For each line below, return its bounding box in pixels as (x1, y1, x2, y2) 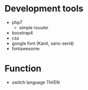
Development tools (4, 3, 84, 14)
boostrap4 (11, 30, 33, 36)
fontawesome (11, 45, 40, 51)
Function (4, 63, 42, 74)
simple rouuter (19, 24, 49, 30)
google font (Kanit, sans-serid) (11, 40, 74, 46)
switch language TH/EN (11, 79, 60, 85)
